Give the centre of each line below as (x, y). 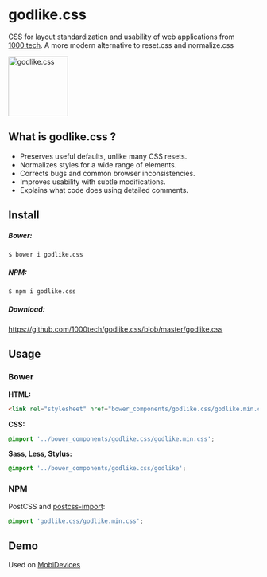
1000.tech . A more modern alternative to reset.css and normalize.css (121, 45)
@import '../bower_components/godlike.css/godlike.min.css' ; (112, 439)
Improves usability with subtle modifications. (93, 182)
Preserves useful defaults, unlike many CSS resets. (103, 156)
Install (24, 216)
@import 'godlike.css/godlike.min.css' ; (76, 521)
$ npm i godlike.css (43, 292)
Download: (27, 309)
